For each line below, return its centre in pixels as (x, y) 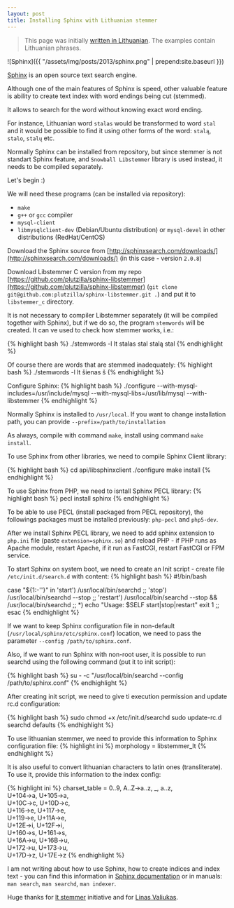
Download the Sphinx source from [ (58, 250)
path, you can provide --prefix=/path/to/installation (87, 421)
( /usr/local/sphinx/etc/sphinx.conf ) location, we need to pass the (104, 633)
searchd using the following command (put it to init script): (92, 662)
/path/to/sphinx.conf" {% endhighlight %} (67, 683)
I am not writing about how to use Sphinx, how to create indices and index (114, 868)
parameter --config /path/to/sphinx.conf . (69, 641)
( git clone (162, 286)
